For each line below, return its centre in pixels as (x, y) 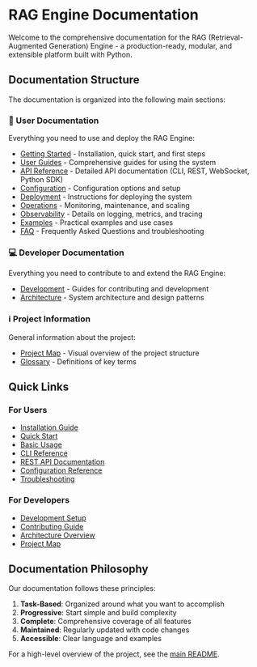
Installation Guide (49, 427)
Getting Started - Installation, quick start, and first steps (113, 154)
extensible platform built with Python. (70, 54)
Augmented (28, 45)
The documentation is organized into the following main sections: (117, 100)
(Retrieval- (226, 37)
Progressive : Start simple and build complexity (98, 613)
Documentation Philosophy (78, 569)
